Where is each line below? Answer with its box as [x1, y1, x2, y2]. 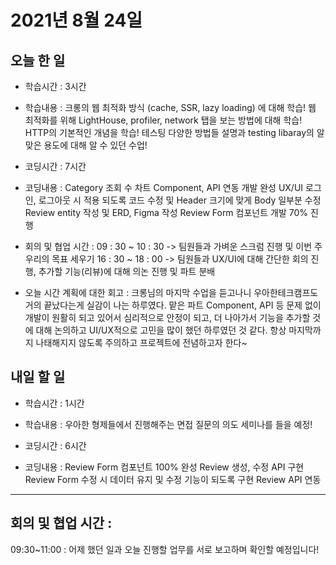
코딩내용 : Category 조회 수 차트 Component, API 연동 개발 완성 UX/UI [24, 182, 304, 193]
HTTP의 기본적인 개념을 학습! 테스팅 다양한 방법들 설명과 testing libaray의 [24, 127, 315, 138]
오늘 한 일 [10, 52, 66, 69]
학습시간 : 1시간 [24, 397, 85, 409]
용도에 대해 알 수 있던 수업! [43, 139, 148, 151]
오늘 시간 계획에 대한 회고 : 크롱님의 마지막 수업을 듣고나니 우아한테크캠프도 [24, 287, 319, 298]
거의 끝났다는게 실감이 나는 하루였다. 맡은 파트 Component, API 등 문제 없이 [24, 299, 322, 311]
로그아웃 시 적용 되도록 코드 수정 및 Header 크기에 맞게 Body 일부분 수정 [38, 194, 322, 206]
